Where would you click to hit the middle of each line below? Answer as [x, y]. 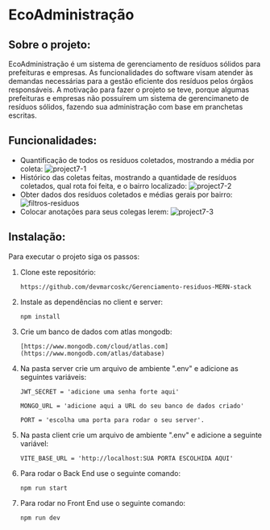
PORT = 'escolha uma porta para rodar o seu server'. [112, 420]
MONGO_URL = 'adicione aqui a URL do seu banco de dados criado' [132, 406]
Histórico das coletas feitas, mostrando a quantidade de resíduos [128, 177]
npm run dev [40, 518]
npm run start [44, 488]
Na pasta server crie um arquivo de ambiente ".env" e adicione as [129, 368]
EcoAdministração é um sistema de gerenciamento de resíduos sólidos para [135, 64]
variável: [34, 443]
